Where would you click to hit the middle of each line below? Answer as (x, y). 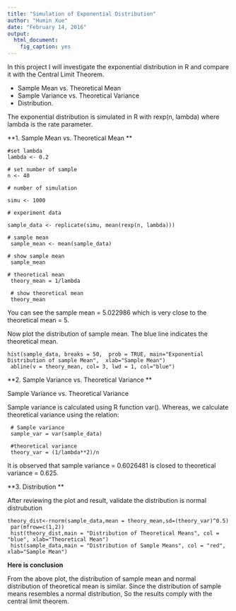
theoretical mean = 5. (38, 320)
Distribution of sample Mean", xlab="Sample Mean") (87, 361)
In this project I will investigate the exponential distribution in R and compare (118, 67)
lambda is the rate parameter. (50, 124)
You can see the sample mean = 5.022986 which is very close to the (107, 313)
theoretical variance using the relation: (63, 415)
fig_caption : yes (46, 47)
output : (19, 34)
